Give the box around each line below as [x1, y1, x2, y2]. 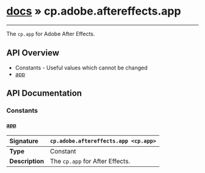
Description [9, 157, 45, 166]
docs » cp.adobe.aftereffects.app [6, 4, 181, 18]
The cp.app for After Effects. [49, 157, 131, 166]
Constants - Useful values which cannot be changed [15, 64, 148, 71]
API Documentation [6, 88, 82, 99]
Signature [9, 137, 38, 146]
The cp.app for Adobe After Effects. [6, 30, 96, 37]
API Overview [6, 48, 60, 58]
